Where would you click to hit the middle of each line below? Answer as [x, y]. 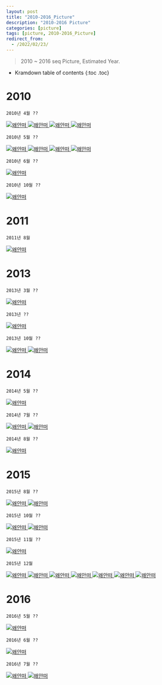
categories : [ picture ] [34, 28]
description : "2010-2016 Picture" [49, 22]
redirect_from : [25, 39]
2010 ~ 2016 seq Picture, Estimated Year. [70, 61]
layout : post [22, 11]
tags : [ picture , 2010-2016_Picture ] [51, 34]
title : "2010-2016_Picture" [41, 17]
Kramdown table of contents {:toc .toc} [62, 73]
